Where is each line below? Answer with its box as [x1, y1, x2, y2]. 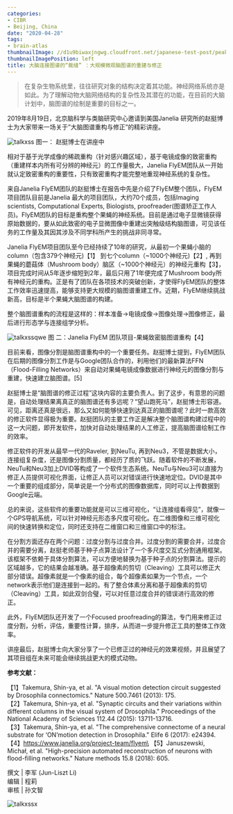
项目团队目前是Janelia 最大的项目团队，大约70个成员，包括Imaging [7, 193, 200, 202]
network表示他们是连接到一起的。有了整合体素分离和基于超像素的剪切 [7, 580, 207, 589]
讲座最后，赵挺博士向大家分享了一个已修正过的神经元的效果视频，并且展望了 [7, 644, 226, 653]
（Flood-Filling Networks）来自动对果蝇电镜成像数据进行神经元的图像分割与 [7, 365, 224, 373]
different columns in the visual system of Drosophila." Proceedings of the [7, 707, 216, 715]
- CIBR [7, 17, 26, 24]
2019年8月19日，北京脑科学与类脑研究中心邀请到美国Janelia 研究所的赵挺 [7, 114, 217, 122]
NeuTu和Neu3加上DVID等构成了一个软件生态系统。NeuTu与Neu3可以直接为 [7, 464, 223, 473]
